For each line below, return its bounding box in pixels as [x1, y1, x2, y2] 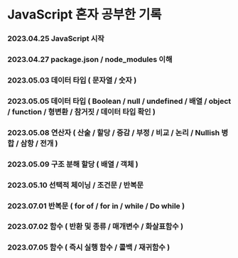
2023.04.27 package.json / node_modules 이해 [7, 55, 173, 65]
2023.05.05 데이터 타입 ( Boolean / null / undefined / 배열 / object [7, 96, 232, 106]
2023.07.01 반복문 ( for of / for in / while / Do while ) [7, 200, 185, 210]
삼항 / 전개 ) [20, 138, 58, 148]
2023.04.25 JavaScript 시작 [7, 33, 104, 43]
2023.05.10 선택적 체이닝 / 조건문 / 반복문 [7, 180, 144, 190]
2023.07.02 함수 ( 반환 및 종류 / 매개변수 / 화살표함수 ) [7, 222, 183, 232]
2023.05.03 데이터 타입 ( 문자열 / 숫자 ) [7, 75, 137, 85]
